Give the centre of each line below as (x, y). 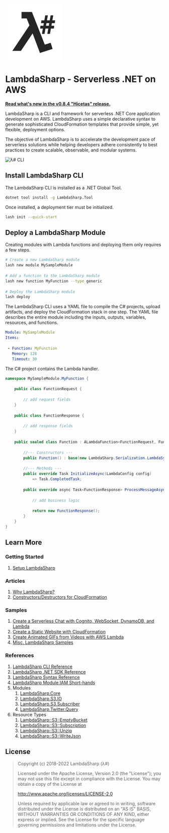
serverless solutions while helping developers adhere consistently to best (81, 144)
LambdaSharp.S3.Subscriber (50, 704)
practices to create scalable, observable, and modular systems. (71, 150)
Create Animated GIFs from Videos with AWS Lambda (68, 637)
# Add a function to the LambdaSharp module (53, 275)
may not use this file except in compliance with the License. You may (89, 779)
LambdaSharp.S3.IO (41, 698)
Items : (12, 338)
